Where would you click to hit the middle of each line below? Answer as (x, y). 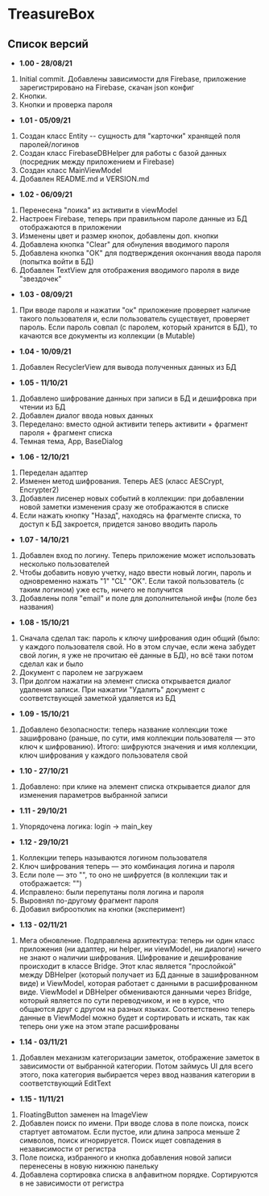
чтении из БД (42, 407)
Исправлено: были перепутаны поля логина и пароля (112, 892)
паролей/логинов (49, 145)
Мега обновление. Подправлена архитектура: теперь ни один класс (137, 940)
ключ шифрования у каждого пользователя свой (103, 755)
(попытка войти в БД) (56, 262)
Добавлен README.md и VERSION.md (84, 179)
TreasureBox (51, 14)
